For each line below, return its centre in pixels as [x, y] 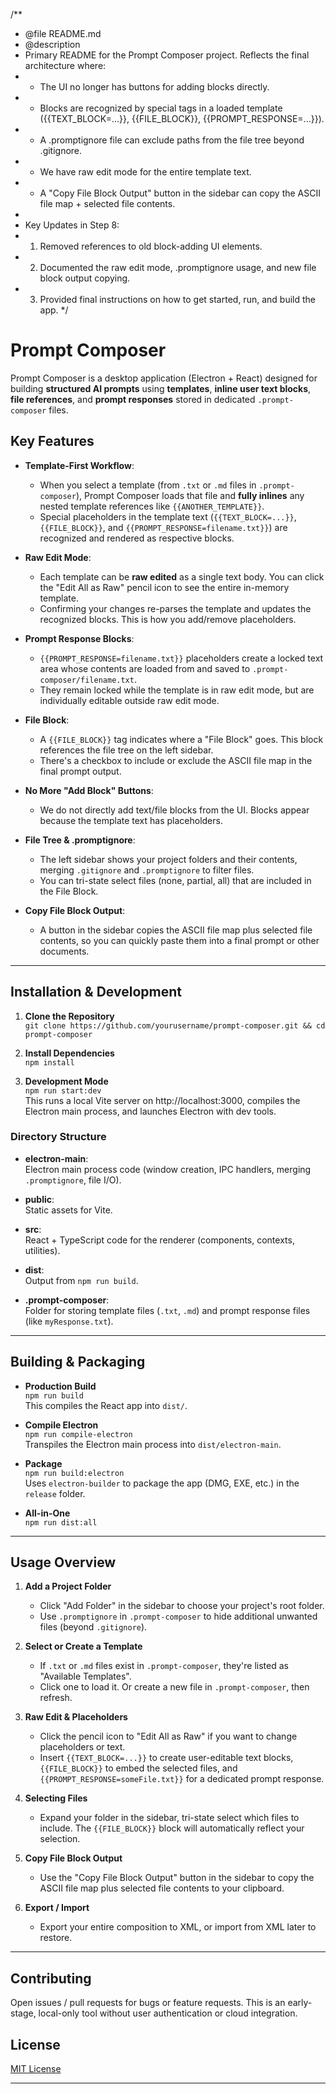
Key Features [52, 441]
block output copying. [85, 278]
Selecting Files [56, 1798]
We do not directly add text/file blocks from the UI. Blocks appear [174, 810]
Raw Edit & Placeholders [76, 1717]
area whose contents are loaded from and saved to [145, 668]
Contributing [51, 1978]
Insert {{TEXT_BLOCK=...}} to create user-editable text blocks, [166, 1758]
